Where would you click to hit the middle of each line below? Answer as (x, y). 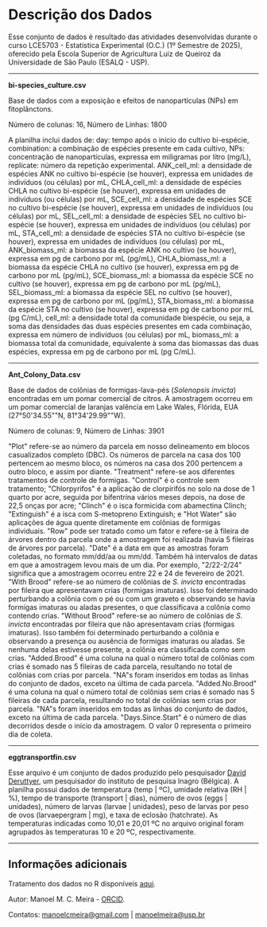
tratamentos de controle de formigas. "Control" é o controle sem (114, 480)
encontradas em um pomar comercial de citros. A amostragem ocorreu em (130, 398)
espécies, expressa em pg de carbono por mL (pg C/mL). (102, 352)
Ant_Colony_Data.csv (44, 374)
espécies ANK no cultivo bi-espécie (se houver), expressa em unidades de (131, 174)
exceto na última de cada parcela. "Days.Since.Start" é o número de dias (128, 717)
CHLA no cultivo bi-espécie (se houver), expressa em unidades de (117, 191)
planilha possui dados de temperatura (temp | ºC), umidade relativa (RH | (128, 789)
